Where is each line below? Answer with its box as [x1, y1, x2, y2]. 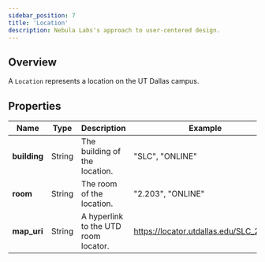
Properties [8, 99, 62, 113]
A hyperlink [81, 211, 124, 222]
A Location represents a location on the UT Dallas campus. [8, 77, 200, 86]
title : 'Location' [8, 19, 69, 27]
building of [81, 146, 121, 156]
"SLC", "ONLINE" [133, 151, 197, 162]
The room [81, 178, 118, 189]
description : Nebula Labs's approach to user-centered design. [8, 26, 221, 34]
